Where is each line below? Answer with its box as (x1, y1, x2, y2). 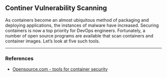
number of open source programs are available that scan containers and (5, 33, 154, 38)
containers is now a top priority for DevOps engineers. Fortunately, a (5, 27, 146, 34)
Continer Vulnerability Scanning (5, 4, 107, 12)
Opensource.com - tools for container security (12, 66, 108, 72)
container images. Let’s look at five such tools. (5, 38, 100, 44)
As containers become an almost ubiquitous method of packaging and (5, 17, 149, 23)
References (5, 55, 34, 62)
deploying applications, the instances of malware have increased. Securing (5, 22, 159, 28)
